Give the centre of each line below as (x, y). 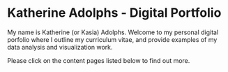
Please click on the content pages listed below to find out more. (99, 60)
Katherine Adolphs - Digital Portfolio (114, 13)
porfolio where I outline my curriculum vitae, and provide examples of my (112, 39)
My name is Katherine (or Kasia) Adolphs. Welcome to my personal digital (113, 32)
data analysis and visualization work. (60, 47)
